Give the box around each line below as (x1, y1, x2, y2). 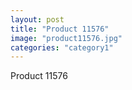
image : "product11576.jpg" (10, 33, 123, 43)
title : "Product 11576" (10, 24, 110, 34)
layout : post (10, 14, 65, 25)
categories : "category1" (10, 42, 114, 53)
